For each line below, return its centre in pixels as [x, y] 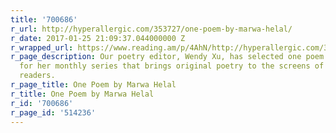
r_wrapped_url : [42, 47]
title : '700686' [44, 19]
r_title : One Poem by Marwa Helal [82, 94]
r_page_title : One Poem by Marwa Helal [93, 85]
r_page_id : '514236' [53, 112]
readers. [37, 76]
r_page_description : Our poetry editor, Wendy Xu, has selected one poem [167, 57]
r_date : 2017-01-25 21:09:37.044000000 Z [98, 38]
